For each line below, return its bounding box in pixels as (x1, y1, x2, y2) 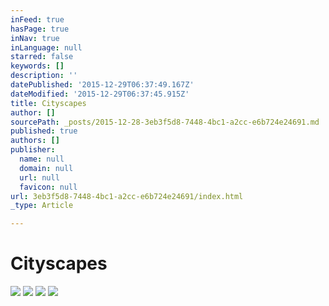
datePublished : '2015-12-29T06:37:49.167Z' (10, 80, 195, 90)
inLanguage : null (10, 42, 83, 53)
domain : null (19, 163, 74, 173)
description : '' (10, 71, 78, 81)
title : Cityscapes (10, 98, 87, 108)
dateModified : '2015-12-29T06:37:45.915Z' (10, 89, 190, 99)
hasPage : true (10, 24, 70, 34)
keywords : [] (10, 61, 65, 71)
